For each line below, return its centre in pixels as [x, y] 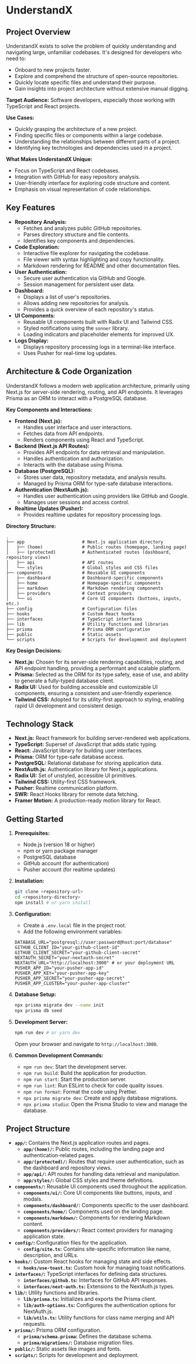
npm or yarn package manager [61, 851]
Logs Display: [31, 340]
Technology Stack [40, 724]
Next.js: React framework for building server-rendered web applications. [102, 738]
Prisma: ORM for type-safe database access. [69, 757]
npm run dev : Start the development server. [75, 1067]
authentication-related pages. [59, 1155]
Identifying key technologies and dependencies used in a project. [93, 148]
